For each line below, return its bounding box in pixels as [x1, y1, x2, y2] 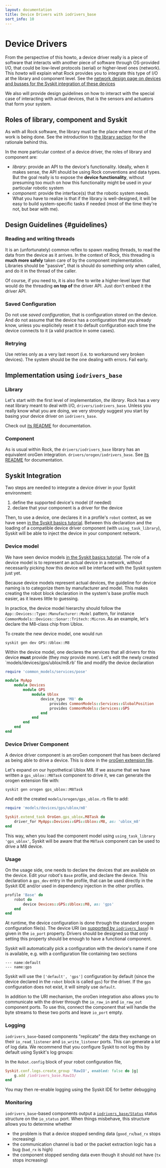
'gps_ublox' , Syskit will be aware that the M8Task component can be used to [5, 838, 160, 844]
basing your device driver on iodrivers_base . [5, 413, 98, 419]
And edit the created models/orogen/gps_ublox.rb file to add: [5, 796, 129, 802]
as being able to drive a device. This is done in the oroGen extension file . [5, 757, 154, 764]
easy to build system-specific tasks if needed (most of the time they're [12, 201, 157, 207]
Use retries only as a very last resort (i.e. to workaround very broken [5, 351, 145, 357]
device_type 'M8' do [40, 696, 83, 701]
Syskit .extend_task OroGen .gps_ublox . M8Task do [5, 814, 106, 820]
